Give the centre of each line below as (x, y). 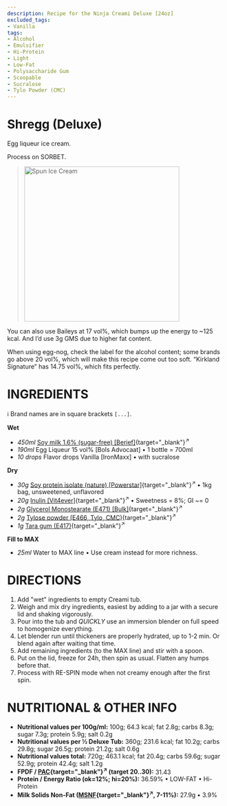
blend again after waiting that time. (66, 643)
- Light (18, 59)
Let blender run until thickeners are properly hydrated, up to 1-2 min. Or (118, 636)
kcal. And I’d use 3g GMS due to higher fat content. (80, 339)
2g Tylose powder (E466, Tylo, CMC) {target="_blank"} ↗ (97, 517)
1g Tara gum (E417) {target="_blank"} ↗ (71, 525)
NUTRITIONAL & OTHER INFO (92, 708)
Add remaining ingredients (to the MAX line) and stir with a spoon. (110, 650)
